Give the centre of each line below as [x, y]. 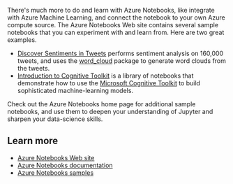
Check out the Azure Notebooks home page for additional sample [102, 104]
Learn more [33, 141]
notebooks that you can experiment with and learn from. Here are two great [116, 32]
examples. [22, 40]
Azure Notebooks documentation [65, 165]
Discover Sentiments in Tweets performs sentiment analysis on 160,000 [120, 53]
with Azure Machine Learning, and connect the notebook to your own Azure [116, 17]
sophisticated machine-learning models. [75, 91]
